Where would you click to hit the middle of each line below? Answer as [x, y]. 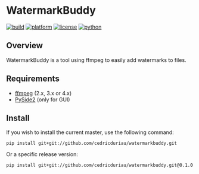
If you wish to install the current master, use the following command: [90, 132]
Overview [25, 46]
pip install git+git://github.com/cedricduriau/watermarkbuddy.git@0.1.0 [100, 165]
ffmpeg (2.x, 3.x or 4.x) [43, 93]
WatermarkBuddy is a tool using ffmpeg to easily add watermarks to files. [96, 60]
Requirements [33, 79]
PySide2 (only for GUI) [42, 100]
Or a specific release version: [42, 154]
